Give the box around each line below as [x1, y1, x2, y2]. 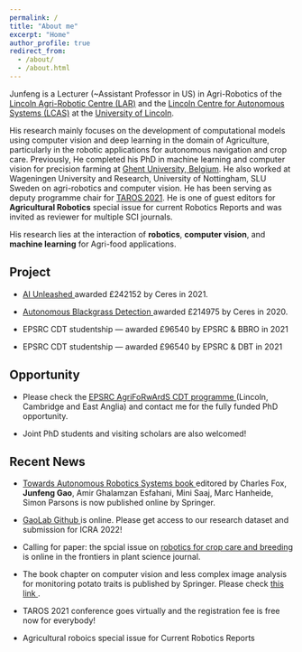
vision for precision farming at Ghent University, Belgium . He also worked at [9, 163, 291, 174]
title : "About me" [9, 22, 78, 31]
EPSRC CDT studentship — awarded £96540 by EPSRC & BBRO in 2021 [22, 323, 288, 334]
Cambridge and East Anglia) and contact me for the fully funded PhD [22, 401, 279, 412]
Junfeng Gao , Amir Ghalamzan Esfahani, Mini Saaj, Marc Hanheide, [22, 488, 274, 498]
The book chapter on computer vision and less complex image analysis [22, 569, 287, 580]
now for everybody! [22, 615, 96, 626]
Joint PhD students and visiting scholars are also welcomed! [22, 428, 247, 439]
